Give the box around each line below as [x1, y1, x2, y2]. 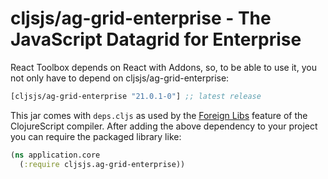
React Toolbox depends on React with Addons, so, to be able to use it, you [10, 61, 317, 73]
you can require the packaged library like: [10, 130, 182, 142]
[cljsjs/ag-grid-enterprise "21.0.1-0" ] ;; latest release [10, 91, 262, 101]
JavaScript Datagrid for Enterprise [10, 28, 302, 51]
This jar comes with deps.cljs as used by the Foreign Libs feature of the [10, 109, 308, 121]
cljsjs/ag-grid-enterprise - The [10, 7, 272, 30]
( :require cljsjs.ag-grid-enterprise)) [19, 159, 186, 169]
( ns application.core [10, 150, 101, 160]
